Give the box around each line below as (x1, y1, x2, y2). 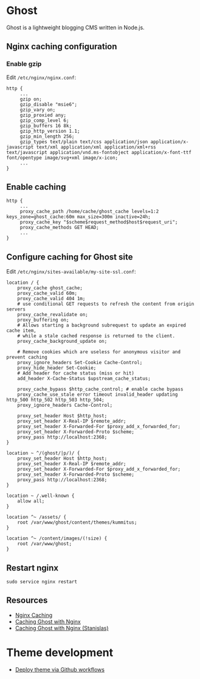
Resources (6, 595, 48, 606)
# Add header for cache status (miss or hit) (17, 370, 135, 376)
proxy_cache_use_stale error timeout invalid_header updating (17, 392, 178, 398)
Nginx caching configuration (6, 41, 117, 52)
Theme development (6, 646, 114, 660)
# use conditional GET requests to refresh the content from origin (17, 301, 195, 308)
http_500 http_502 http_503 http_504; (6, 397, 105, 403)
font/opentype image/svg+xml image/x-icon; (6, 155, 119, 161)
